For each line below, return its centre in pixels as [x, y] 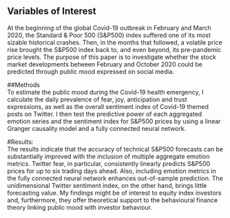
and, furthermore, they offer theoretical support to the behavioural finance [113, 200]
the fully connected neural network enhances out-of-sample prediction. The [115, 178]
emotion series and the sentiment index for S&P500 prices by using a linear [114, 121]
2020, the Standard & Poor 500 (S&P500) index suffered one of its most [109, 35]
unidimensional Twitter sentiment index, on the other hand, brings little [107, 185]
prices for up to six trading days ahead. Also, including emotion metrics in [112, 171]
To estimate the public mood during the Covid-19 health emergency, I [105, 92]
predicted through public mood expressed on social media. [91, 71]
